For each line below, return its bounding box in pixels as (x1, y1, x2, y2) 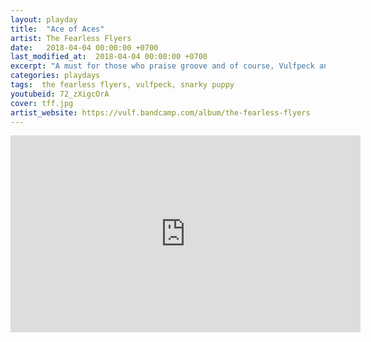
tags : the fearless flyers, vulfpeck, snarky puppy (10, 80, 235, 90)
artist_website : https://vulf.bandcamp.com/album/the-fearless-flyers (10, 107, 311, 118)
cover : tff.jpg (10, 98, 74, 108)
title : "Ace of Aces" (10, 24, 105, 34)
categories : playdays (10, 71, 101, 81)
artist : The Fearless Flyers (10, 33, 132, 43)
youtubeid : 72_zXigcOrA (10, 89, 110, 99)
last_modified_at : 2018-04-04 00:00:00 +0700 (10, 52, 208, 62)
